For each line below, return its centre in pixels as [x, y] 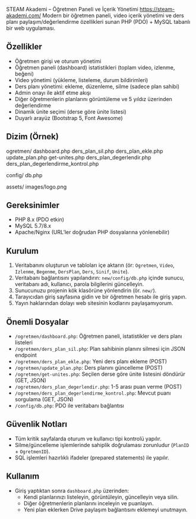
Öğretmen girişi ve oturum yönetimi [58, 61]
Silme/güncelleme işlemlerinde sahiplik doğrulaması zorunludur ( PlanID [102, 445]
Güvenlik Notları [37, 424]
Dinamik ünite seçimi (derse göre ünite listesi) [70, 111]
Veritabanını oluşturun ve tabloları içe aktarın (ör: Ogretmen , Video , [94, 265]
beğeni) [24, 74]
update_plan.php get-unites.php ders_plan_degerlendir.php [79, 157]
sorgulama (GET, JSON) [44, 400]
